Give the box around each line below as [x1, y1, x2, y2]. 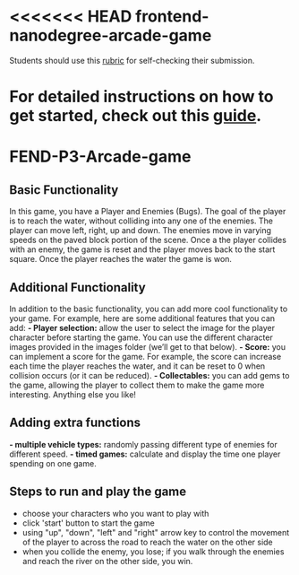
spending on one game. [9, 457, 97, 468]
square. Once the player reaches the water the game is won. [9, 254, 233, 265]
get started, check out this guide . [9, 106, 262, 126]
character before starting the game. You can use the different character [9, 332, 273, 343]
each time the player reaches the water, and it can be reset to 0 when [9, 361, 266, 371]
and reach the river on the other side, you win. [21, 555, 193, 566]
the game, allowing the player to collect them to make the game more [9, 379, 265, 390]
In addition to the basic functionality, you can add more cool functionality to [9, 303, 288, 314]
